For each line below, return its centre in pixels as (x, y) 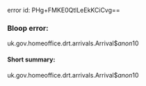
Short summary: (31, 59)
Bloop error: (28, 28)
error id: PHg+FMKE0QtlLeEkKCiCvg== (64, 10)
